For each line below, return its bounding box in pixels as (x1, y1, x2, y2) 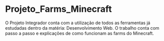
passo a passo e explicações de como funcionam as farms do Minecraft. (5, 30, 154, 36)
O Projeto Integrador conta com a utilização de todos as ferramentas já (5, 20, 151, 26)
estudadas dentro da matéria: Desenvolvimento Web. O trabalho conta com (5, 25, 160, 31)
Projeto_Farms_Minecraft (5, 3, 112, 15)
